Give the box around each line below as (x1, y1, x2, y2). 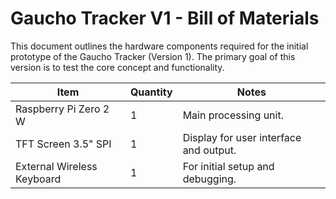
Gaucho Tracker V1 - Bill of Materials (10, 7, 320, 30)
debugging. (182, 172, 237, 186)
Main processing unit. (182, 108, 284, 122)
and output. (182, 143, 237, 157)
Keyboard (15, 172, 62, 186)
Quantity (129, 85, 173, 99)
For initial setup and (182, 159, 275, 173)
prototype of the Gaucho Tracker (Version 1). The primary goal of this (10, 50, 296, 62)
